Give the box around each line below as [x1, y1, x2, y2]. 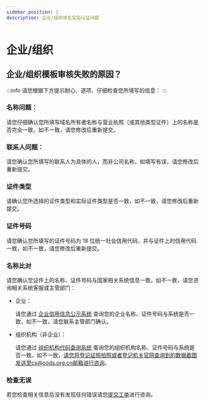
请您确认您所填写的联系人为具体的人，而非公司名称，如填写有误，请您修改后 [6, 158, 199, 165]
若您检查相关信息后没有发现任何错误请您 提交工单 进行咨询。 [6, 391, 156, 398]
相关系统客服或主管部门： [11, 284, 76, 291]
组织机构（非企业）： [15, 331, 67, 338]
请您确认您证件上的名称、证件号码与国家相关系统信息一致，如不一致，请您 [6, 276, 193, 283]
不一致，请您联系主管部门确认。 [31, 318, 112, 325]
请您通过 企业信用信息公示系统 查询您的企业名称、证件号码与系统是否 [15, 310, 190, 317]
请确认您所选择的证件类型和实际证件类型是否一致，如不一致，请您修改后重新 [6, 197, 199, 205]
